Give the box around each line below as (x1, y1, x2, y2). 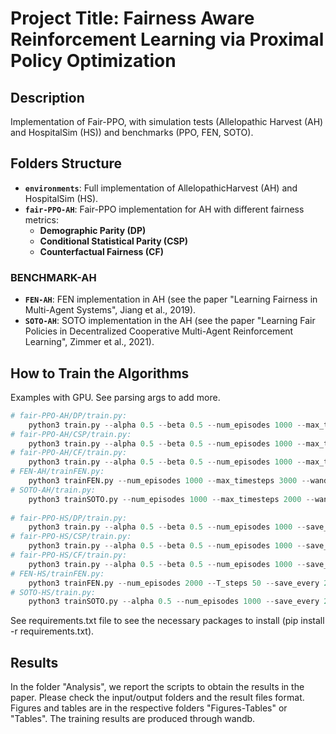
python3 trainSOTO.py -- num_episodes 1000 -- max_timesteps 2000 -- (28, 494, 315, 504)
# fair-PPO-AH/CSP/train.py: (10, 429, 132, 439)
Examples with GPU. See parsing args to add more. (10, 391, 221, 403)
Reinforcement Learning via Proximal (10, 28, 325, 51)
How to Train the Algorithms (10, 365, 190, 382)
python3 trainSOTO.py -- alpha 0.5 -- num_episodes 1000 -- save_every (28, 597, 320, 607)
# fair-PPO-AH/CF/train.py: (10, 448, 128, 458)
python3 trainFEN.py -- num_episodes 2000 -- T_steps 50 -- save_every (28, 578, 320, 588)
